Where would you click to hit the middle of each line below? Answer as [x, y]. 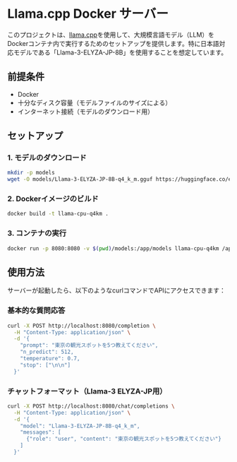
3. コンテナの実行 [37, 233]
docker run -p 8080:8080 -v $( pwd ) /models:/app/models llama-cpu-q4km [113, 248]
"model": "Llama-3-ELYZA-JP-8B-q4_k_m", [80, 426]
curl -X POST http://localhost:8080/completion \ [82, 326]
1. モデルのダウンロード [47, 158]
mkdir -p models [31, 173]
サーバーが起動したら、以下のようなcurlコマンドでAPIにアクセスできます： [116, 290]
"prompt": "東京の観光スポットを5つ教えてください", [89, 345]
